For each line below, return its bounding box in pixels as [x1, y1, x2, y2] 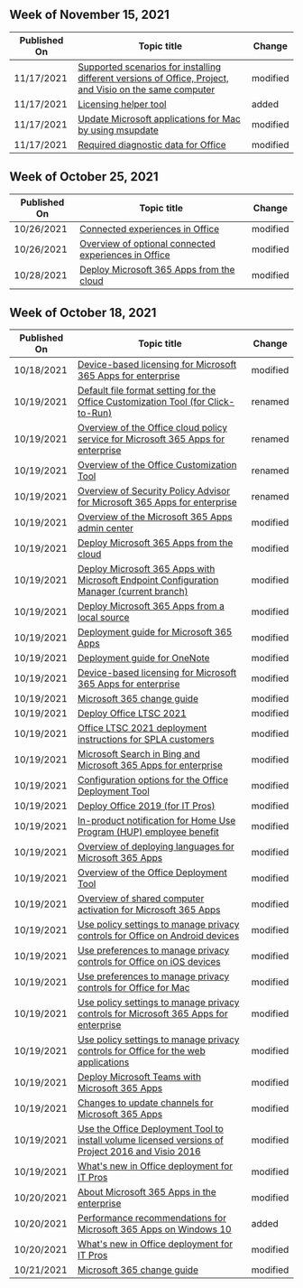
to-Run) [78, 406, 113, 419]
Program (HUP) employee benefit [78, 826, 219, 838]
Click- [207, 396, 235, 408]
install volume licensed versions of [78, 1134, 224, 1146]
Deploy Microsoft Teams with [78, 1070, 201, 1083]
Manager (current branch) [78, 585, 188, 598]
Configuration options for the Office [78, 774, 229, 787]
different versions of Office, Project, [78, 71, 229, 84]
